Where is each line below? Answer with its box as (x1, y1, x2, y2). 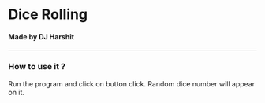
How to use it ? (8, 61, 65, 72)
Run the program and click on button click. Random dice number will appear (8, 79, 255, 88)
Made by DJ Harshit (8, 31, 75, 41)
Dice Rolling (8, 6, 88, 24)
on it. (8, 87, 25, 97)
